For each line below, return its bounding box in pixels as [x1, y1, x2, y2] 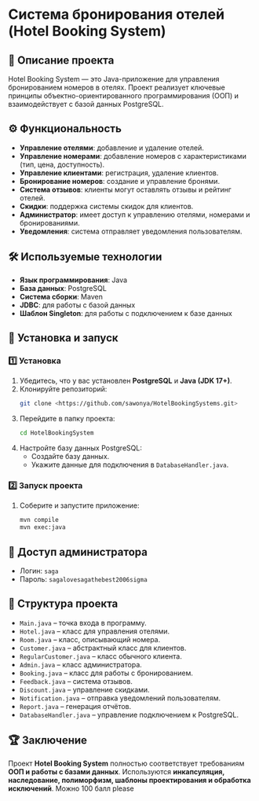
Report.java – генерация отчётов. [19, 701, 132, 711]
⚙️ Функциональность [8, 122, 122, 135]
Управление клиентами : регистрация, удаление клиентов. [19, 167, 219, 178]
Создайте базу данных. [31, 452, 110, 461]
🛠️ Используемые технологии [8, 250, 162, 264]
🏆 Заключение [8, 733, 88, 748]
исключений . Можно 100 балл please [8, 784, 135, 793]
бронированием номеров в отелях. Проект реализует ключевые [8, 83, 225, 92]
